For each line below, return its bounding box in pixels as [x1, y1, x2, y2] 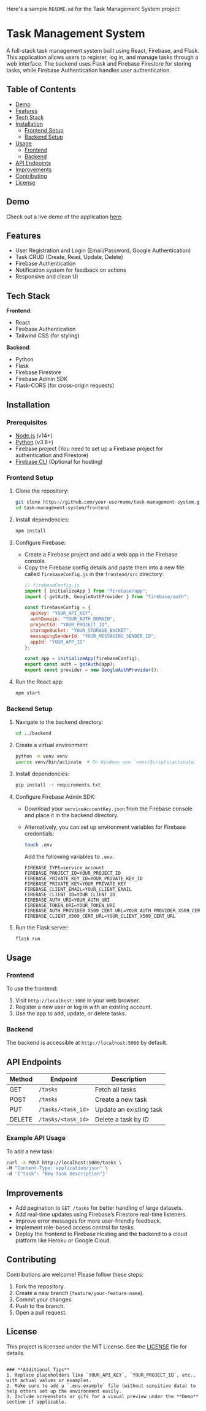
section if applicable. [6, 1399, 67, 1405]
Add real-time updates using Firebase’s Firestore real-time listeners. [15, 1211, 187, 1218]
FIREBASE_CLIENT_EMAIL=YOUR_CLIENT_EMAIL [24, 886, 132, 892]
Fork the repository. [15, 1282, 66, 1290]
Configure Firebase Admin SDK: [15, 793, 96, 800]
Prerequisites [6, 418, 47, 426]
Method [9, 1075, 33, 1083]
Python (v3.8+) [15, 438, 54, 445]
